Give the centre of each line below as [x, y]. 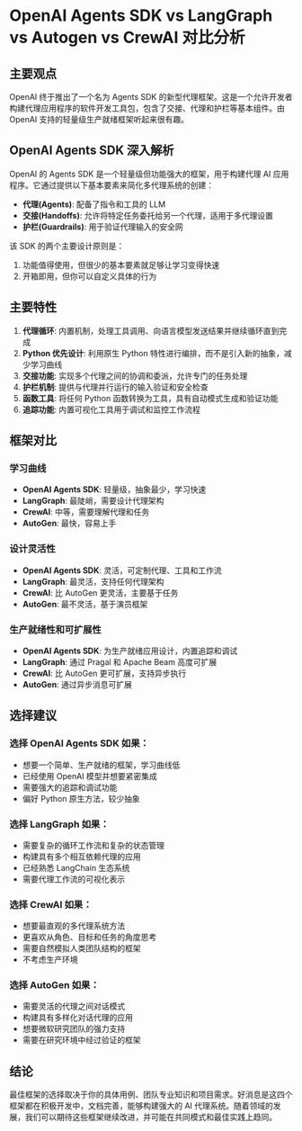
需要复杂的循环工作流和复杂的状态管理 [93, 845]
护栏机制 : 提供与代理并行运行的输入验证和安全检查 [115, 387]
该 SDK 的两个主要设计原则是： [67, 246]
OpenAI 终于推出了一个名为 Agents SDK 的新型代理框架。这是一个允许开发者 [151, 97]
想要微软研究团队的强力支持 [74, 1029]
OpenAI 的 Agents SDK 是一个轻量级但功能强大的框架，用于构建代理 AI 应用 [149, 174]
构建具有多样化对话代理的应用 [77, 1018]
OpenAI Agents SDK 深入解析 [92, 151]
